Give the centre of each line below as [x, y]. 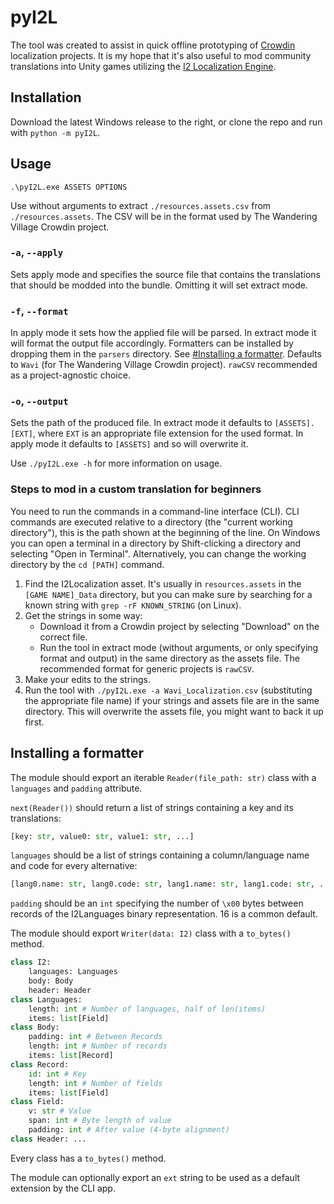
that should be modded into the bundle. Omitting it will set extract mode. [159, 285]
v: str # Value [60, 1111]
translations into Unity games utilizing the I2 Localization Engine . [143, 66]
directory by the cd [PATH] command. [87, 564]
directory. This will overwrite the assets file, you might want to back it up [174, 711]
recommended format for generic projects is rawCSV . [147, 668]
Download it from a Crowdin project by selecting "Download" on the [179, 626]
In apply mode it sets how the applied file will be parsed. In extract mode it [163, 333]
